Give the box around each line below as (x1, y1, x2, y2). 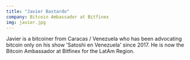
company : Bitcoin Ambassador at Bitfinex (6, 14, 109, 20)
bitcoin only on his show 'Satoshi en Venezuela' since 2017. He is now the (6, 41, 184, 48)
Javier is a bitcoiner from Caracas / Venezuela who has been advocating (6, 36, 182, 43)
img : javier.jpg (6, 19, 46, 25)
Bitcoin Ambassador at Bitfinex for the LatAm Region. (6, 48, 135, 55)
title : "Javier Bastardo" (6, 8, 69, 15)
